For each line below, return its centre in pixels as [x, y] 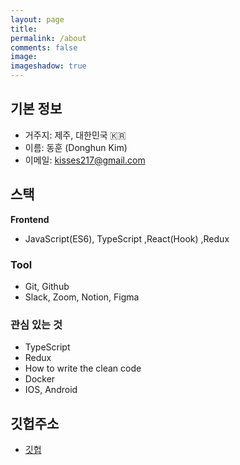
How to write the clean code [83, 368]
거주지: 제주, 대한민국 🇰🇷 [75, 135]
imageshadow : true [48, 66]
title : [24, 29]
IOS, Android [51, 390]
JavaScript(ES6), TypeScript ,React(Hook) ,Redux [127, 238]
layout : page [37, 19]
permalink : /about [48, 38]
